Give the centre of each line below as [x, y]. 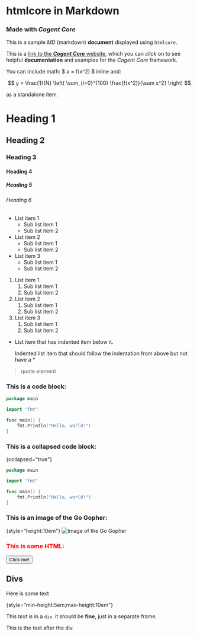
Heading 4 [19, 171]
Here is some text [28, 593]
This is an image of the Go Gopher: [57, 518]
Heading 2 [26, 140]
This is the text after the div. [40, 628]
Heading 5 [19, 185]
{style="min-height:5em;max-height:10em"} [60, 605]
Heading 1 [31, 118]
